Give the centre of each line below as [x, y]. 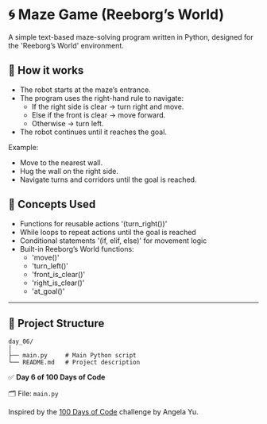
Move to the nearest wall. [61, 162]
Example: [23, 147]
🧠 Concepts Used [52, 204]
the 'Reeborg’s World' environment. [66, 45]
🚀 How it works [46, 70]
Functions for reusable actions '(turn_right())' [93, 223]
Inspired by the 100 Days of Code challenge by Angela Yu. [103, 412]
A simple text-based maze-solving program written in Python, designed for [131, 37]
